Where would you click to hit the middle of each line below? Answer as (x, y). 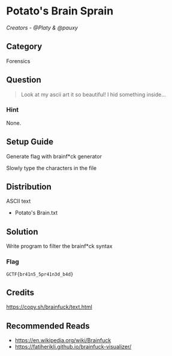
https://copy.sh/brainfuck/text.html (49, 307)
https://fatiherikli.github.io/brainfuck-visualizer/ (73, 347)
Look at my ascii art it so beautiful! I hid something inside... (93, 94)
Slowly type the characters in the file (52, 168)
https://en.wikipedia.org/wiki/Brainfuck (63, 340)
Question (24, 80)
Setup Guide (30, 142)
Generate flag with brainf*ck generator (54, 156)
